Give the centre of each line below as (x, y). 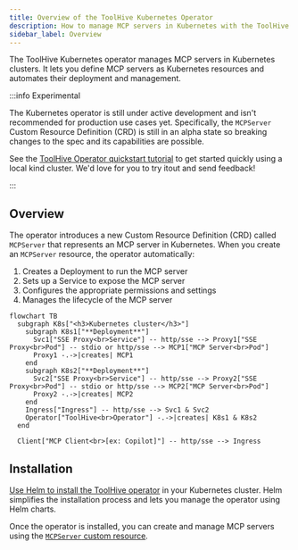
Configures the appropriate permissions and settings (119, 290)
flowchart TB (33, 317)
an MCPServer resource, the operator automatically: (102, 254)
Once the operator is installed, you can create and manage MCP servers (142, 526)
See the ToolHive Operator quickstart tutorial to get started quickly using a (146, 159)
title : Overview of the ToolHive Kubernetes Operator (112, 17)
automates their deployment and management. (95, 79)
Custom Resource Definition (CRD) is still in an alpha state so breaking (138, 132)
